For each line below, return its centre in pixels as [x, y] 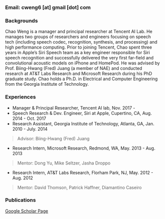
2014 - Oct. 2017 [29, 118]
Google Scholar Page [27, 211]
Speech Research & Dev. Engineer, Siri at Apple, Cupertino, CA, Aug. [82, 113]
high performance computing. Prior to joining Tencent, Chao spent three [79, 47]
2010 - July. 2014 [30, 129]
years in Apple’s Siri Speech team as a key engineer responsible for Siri [78, 53]
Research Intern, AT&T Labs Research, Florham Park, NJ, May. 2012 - [83, 172]
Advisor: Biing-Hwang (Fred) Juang [53, 138]
